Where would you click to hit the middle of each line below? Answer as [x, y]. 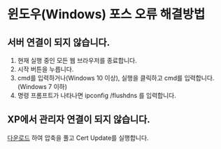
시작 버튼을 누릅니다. [45, 69]
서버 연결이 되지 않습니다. [59, 42]
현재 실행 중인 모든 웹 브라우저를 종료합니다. [77, 61]
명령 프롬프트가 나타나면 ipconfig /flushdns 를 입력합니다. [97, 95]
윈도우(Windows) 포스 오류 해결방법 [106, 14]
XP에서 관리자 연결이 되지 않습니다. [79, 120]
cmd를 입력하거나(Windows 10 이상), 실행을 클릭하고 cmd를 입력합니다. [116, 78]
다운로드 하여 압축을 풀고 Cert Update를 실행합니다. [78, 138]
